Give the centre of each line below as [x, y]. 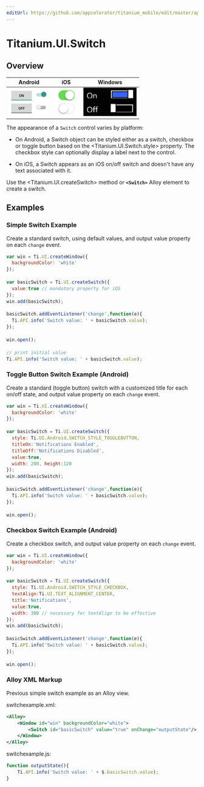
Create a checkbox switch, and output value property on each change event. [101, 544]
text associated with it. [43, 171]
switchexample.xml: [31, 704]
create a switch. [26, 189]
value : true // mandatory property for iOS [66, 288]
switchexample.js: [29, 754]
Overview [25, 66]
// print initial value [36, 353]
